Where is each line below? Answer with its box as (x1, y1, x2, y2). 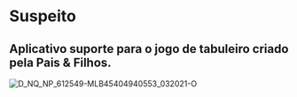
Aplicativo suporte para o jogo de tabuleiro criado (9, 41, 289, 56)
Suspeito (9, 6, 77, 26)
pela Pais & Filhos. (9, 55, 113, 70)
